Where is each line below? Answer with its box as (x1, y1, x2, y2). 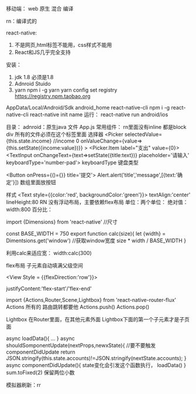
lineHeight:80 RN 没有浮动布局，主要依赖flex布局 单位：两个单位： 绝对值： (6, 199, 188, 205)
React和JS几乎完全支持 (14, 49, 71, 56)
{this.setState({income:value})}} (6, 144, 83, 151)
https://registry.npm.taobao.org (14, 93, 91, 100)
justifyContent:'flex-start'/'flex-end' (6, 285, 92, 292)
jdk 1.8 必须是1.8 (14, 74, 54, 80)
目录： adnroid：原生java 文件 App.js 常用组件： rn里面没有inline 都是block (6, 124, 187, 130)
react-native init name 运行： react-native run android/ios (30, 111, 169, 118)
